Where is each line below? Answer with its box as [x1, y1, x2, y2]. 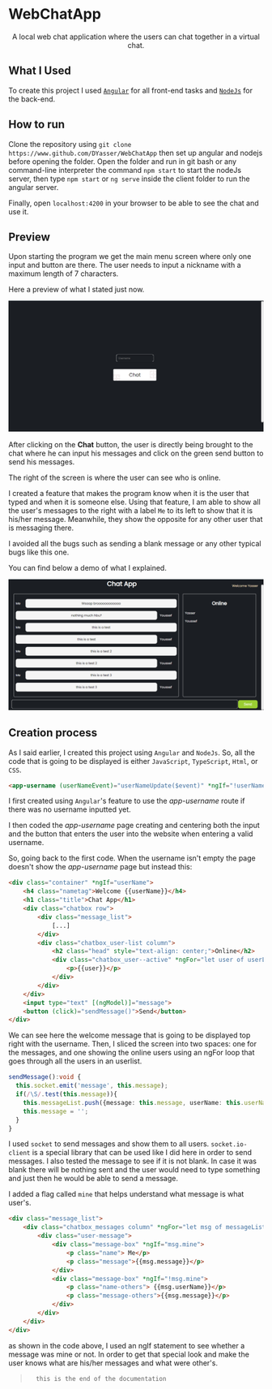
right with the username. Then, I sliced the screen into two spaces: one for [8, 1039, 257, 1049]
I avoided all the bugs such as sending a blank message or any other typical [8, 538, 261, 548]
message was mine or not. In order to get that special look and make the [8, 1349, 249, 1359]
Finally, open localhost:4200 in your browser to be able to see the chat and [8, 198, 259, 208]
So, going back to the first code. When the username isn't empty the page [8, 853, 257, 863]
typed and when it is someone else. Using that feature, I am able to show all [8, 497, 261, 507]
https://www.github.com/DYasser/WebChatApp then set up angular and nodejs [8, 148, 263, 157]
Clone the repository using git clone [8, 139, 132, 149]
